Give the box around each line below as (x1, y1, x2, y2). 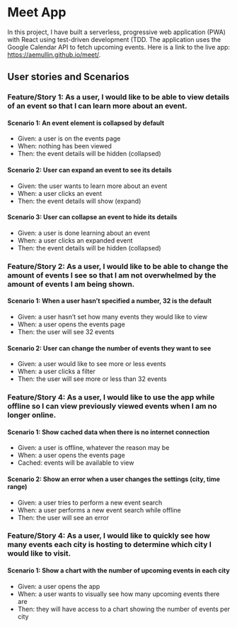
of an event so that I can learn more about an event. (7, 101, 187, 111)
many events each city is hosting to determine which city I (7, 540, 212, 550)
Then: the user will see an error (17, 513, 110, 522)
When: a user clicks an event (17, 189, 103, 197)
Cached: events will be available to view (17, 458, 134, 467)
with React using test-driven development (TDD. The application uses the (7, 35, 221, 43)
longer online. (7, 410, 57, 420)
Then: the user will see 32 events (17, 327, 115, 336)
